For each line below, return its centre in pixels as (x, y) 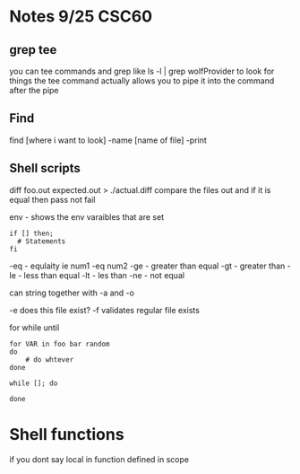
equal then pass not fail (52, 199)
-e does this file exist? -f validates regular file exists (104, 310)
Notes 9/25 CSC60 (81, 17)
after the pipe (34, 90)
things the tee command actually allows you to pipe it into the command (142, 81)
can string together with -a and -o (72, 293)
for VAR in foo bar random (60, 344)
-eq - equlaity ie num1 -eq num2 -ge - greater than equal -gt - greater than (147, 266)
